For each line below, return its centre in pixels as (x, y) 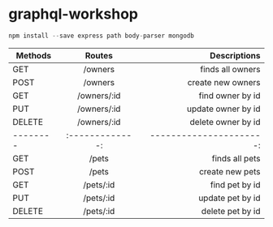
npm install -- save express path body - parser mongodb (102, 36)
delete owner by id (225, 122)
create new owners (224, 82)
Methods (33, 55)
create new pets (230, 171)
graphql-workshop (73, 14)
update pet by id (230, 198)
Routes (99, 55)
